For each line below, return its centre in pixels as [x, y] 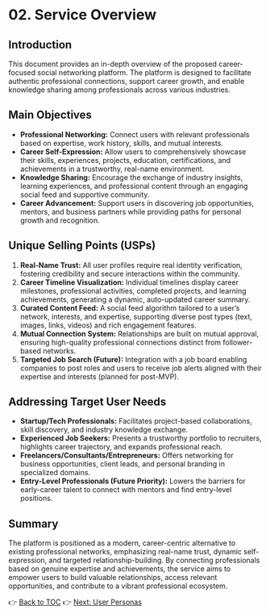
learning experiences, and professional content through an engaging [134, 186]
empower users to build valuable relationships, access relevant [113, 578]
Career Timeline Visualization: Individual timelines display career [129, 282]
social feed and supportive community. [85, 194]
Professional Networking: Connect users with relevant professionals [135, 134]
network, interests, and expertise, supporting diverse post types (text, [136, 316]
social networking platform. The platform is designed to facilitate [144, 73]
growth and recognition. [60, 220]
